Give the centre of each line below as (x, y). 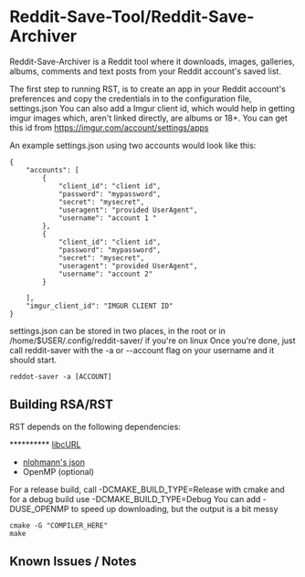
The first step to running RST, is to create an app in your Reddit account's (147, 89)
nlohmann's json (53, 462)
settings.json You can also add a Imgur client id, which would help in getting (152, 108)
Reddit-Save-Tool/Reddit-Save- (132, 17)
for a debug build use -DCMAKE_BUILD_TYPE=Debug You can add (135, 498)
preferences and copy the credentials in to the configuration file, (131, 99)
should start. (33, 360)
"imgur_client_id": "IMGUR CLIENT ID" (100, 306)
